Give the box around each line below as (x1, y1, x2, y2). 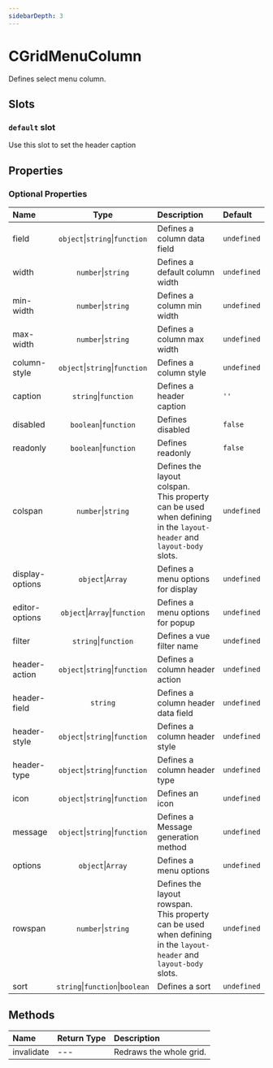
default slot (8, 121, 56, 132)
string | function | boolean (56, 980, 150, 992)
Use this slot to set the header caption (8, 140, 136, 150)
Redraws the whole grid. (113, 1046, 207, 1057)
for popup (157, 617, 195, 628)
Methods (8, 1009, 55, 1022)
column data (157, 232, 205, 244)
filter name (157, 640, 199, 651)
